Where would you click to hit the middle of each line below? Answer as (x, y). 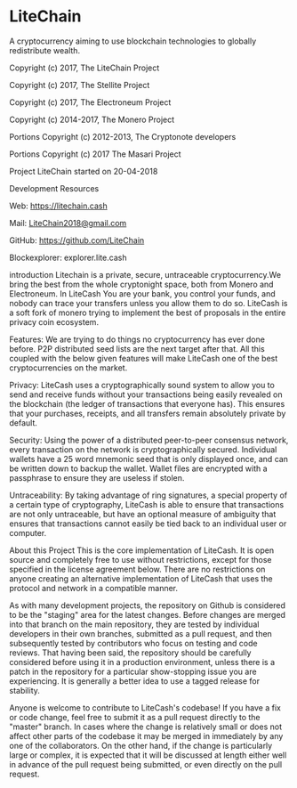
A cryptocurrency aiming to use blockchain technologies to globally (133, 41)
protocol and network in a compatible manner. (94, 588)
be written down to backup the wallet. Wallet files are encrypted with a (139, 468)
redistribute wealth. (45, 50)
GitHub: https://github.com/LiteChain (77, 240)
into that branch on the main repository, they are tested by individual (134, 624)
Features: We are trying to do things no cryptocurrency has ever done (137, 339)
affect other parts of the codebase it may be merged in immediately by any (146, 735)
